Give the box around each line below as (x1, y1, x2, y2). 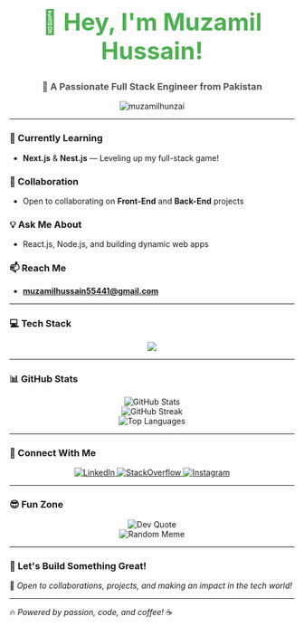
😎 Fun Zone (9, 498, 64, 511)
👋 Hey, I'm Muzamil (42, 6, 262, 36)
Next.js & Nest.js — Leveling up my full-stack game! (22, 152, 220, 163)
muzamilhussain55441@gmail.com (22, 286, 159, 297)
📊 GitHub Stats (9, 372, 79, 384)
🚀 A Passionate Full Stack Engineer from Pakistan (42, 80, 262, 92)
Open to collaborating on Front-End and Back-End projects (22, 195, 244, 206)
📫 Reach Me (9, 262, 67, 275)
